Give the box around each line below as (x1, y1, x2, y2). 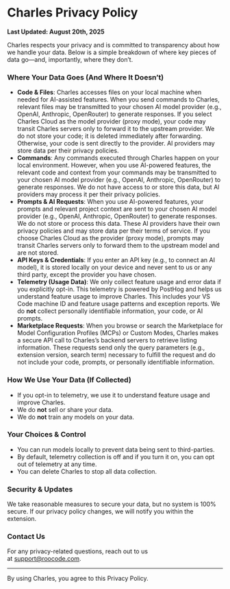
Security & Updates (7, 484, 73, 494)
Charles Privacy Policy (7, 5, 138, 21)
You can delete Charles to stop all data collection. (16, 467, 157, 475)
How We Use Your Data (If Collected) (7, 376, 131, 385)
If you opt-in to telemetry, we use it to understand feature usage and (16, 391, 210, 399)
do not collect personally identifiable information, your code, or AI (16, 307, 203, 315)
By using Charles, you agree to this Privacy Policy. (7, 575, 149, 583)
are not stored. (16, 249, 60, 257)
